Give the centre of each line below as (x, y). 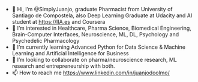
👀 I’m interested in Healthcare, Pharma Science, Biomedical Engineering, (102, 28)
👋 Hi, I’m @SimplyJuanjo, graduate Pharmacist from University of (92, 9)
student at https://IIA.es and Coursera (58, 22)
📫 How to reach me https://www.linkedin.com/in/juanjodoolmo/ (91, 72)
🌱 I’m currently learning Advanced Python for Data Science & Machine (99, 47)
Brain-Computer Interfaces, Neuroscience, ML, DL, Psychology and (95, 34)
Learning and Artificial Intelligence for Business (70, 53)
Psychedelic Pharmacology (46, 41)
